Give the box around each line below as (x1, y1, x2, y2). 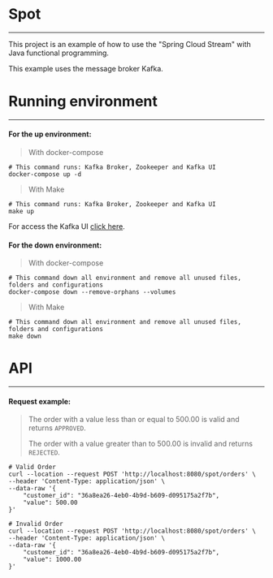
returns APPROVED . (28, 423, 87, 433)
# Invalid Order (8, 520, 63, 528)
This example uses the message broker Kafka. (8, 63, 164, 73)
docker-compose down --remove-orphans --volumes (8, 288, 176, 296)
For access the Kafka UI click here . (8, 222, 126, 231)
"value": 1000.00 (23, 555, 82, 564)
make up (8, 208, 35, 216)
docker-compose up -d (8, 170, 82, 179)
